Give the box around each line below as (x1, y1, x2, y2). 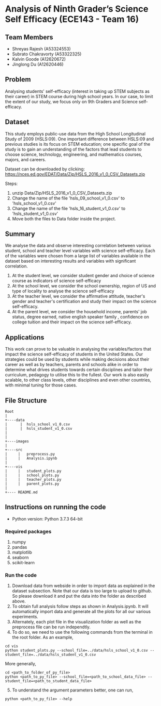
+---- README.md (5, 490, 38, 495)
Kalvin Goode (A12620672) (12, 56, 66, 62)
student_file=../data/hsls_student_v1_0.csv (5, 652, 96, 657)
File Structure (5, 396, 47, 404)
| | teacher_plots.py (5, 477, 62, 482)
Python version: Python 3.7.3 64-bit (12, 516, 83, 521)
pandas (12, 544, 28, 550)
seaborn (12, 555, 29, 560)
